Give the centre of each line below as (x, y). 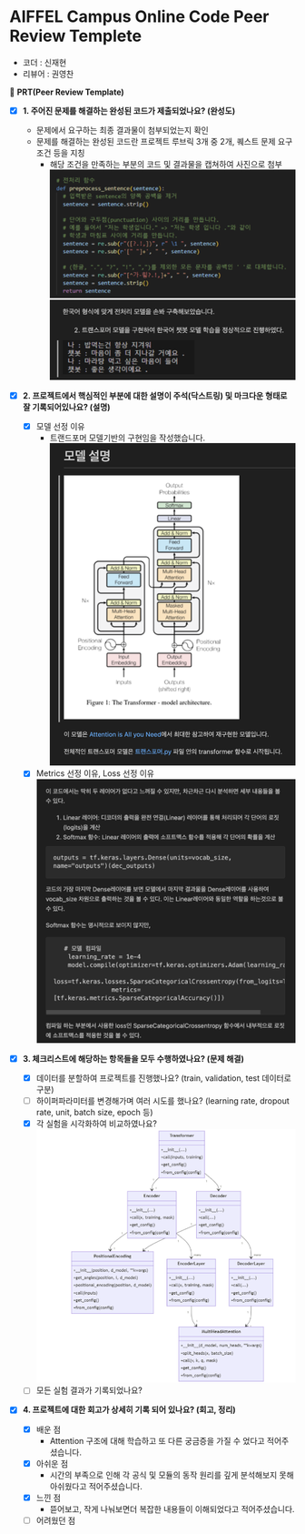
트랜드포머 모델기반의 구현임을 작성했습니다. (128, 438)
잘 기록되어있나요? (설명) (66, 408)
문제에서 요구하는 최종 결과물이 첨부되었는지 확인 (122, 130)
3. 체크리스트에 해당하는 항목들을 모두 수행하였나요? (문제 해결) (133, 1058)
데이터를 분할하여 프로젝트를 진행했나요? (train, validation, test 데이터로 (164, 1078)
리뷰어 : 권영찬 (48, 74)
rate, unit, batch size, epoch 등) (94, 1112)
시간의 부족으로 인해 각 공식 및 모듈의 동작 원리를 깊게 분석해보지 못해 (172, 1475)
